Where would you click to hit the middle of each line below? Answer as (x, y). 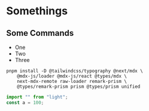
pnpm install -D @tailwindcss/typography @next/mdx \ (75, 71)
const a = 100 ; (25, 103)
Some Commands (40, 33)
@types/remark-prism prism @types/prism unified (79, 87)
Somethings (37, 11)
